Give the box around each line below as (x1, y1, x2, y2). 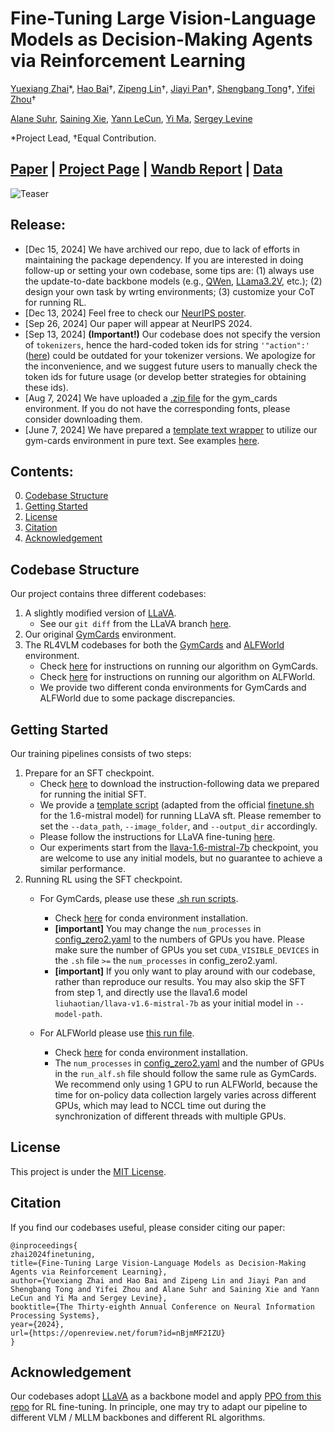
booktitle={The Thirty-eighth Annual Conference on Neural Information (10, 1302, 315, 1312)
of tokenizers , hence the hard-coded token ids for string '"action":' (24, 338, 311, 351)
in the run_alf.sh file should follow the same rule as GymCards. (54, 1068, 317, 1079)
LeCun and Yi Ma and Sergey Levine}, (10, 1293, 168, 1303)
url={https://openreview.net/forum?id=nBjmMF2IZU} (10, 1328, 226, 1338)
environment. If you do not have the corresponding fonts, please (24, 402, 291, 414)
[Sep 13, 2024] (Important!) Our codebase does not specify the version (24, 328, 321, 340)
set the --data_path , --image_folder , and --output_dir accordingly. (39, 820, 318, 832)
